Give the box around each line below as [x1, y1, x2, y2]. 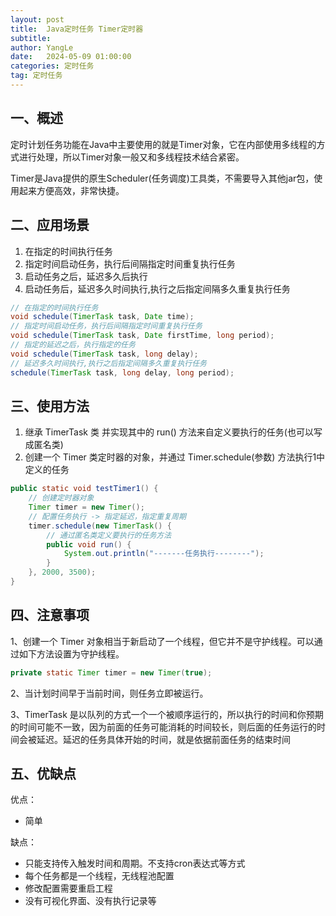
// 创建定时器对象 [28, 493, 95, 503]
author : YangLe [10, 42, 74, 53]
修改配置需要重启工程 [24, 882, 113, 895]
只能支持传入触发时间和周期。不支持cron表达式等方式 [24, 857, 246, 870]
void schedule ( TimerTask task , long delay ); [10, 349, 199, 359]
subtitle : [10, 33, 52, 43]
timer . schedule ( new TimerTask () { [28, 521, 172, 531]
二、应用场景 [10, 217, 90, 234]
